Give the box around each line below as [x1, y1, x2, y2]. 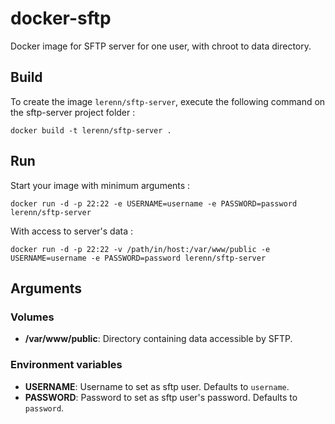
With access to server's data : [10, 225, 133, 237]
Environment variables [10, 358, 123, 372]
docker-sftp [10, 7, 112, 30]
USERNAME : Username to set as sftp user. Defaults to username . [24, 380, 290, 392]
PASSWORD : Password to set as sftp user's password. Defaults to [24, 391, 298, 403]
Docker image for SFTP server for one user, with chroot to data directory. [10, 40, 312, 52]
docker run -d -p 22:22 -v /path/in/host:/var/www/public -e [10, 244, 271, 254]
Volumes [10, 310, 55, 324]
